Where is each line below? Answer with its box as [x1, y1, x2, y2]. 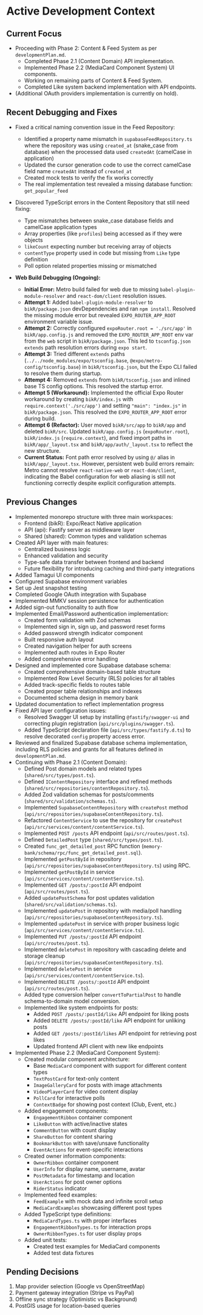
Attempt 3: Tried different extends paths [24, 350, 125, 357]
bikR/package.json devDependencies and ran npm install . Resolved [24, 305, 196, 312]
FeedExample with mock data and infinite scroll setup [33, 1197, 163, 1204]
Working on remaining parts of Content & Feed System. [24, 77, 163, 84]
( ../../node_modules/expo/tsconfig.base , [24, 357, 129, 364]
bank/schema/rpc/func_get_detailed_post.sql [24, 850, 139, 856]
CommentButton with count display [33, 1126, 117, 1134]
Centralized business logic [24, 545, 91, 552]
